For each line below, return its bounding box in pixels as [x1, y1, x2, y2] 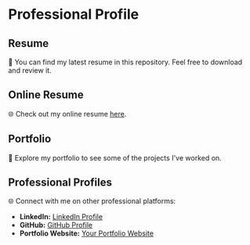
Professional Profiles [8, 176, 112, 189]
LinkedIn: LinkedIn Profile [19, 212, 103, 222]
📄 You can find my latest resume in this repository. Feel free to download [8, 57, 243, 67]
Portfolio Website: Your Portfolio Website [19, 229, 154, 238]
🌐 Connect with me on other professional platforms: [8, 196, 176, 206]
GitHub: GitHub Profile [19, 221, 92, 230]
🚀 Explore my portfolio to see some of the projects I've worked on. [8, 153, 222, 162]
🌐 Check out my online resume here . [8, 109, 127, 118]
